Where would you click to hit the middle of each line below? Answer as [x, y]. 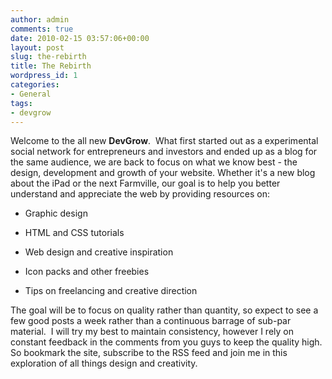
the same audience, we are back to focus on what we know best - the [154, 162]
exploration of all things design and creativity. [104, 363]
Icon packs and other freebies [87, 272]
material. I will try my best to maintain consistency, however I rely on [152, 332]
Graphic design [56, 213]
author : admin [40, 19]
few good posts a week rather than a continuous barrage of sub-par [151, 321]
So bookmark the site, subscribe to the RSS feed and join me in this [149, 353]
